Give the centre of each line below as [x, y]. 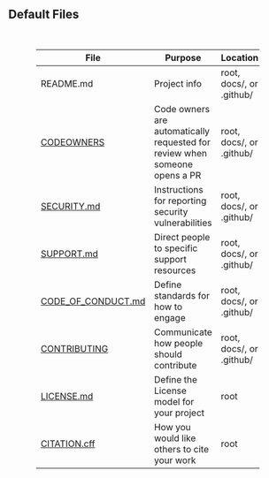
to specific [176, 248]
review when [180, 153]
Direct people [182, 237]
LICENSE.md [67, 396]
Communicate [183, 332]
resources [175, 270]
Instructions [179, 189]
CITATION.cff [68, 444]
